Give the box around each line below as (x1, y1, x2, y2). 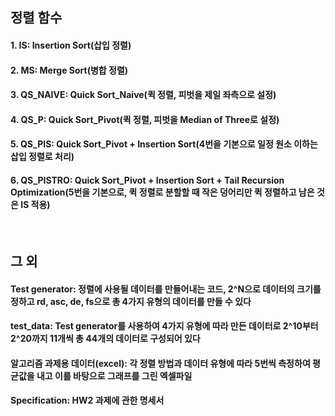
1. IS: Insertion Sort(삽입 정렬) (10, 39, 132, 51)
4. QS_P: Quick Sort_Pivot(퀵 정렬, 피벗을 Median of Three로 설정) (10, 113, 280, 125)
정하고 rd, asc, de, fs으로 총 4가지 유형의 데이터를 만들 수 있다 (10, 295, 252, 307)
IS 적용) (20, 198, 51, 210)
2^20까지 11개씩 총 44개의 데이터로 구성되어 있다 (10, 333, 201, 345)
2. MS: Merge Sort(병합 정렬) (10, 64, 129, 76)
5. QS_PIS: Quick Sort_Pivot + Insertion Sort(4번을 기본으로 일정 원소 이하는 (10, 138, 318, 150)
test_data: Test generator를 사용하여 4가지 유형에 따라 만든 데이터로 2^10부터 (10, 320, 319, 332)
